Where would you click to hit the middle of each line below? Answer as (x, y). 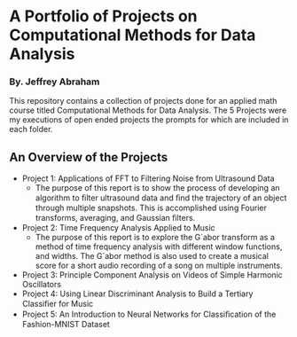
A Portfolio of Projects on (103, 16)
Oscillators (42, 285)
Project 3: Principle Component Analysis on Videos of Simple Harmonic (152, 275)
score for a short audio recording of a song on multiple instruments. (159, 266)
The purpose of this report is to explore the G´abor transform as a (155, 238)
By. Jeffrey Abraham (55, 82)
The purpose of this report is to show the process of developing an (158, 188)
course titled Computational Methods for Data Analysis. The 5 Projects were (148, 110)
